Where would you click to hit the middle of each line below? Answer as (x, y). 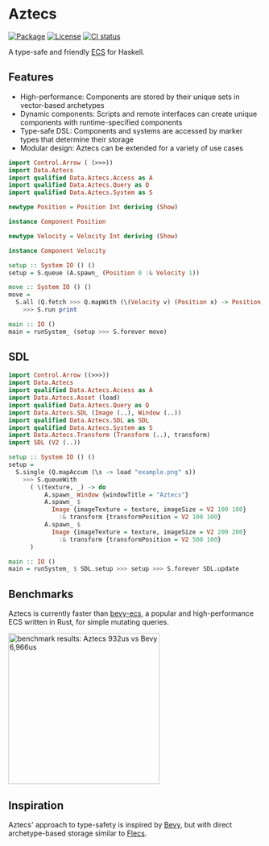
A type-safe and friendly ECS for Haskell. (77, 52)
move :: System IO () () (50, 287)
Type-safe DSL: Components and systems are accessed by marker (131, 130)
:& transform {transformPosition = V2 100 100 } (140, 517)
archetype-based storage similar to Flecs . (78, 833)
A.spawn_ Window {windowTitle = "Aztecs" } (116, 495)
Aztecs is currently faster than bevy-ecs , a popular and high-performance (131, 613)
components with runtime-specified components (101, 122)
